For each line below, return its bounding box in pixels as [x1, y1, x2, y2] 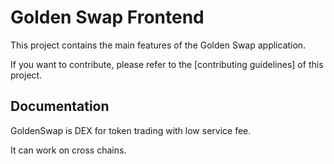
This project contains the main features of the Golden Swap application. [10, 39, 307, 51]
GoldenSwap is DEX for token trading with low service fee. [10, 124, 252, 136]
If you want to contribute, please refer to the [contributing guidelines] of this [10, 58, 324, 70]
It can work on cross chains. [10, 144, 127, 156]
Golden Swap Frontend [10, 6, 205, 29]
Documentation [10, 98, 110, 115]
